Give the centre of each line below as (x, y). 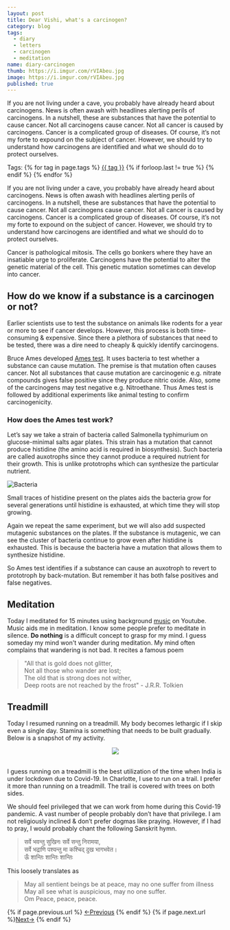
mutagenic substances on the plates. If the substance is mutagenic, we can (114, 533)
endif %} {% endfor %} (40, 175)
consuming (23, 338)
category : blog (29, 26)
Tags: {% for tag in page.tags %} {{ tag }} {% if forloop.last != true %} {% (111, 167)
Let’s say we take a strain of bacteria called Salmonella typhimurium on (107, 435)
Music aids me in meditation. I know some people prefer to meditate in (106, 628)
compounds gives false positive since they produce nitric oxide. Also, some (114, 380)
